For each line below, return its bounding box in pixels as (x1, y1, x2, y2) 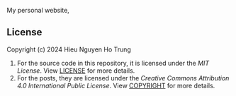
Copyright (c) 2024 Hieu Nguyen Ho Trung (6, 45, 132, 54)
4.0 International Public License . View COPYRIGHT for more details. (16, 81, 215, 90)
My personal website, (6, 6, 70, 14)
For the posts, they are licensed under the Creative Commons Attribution (16, 73, 230, 82)
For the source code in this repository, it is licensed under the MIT (16, 59, 210, 67)
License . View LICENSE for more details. (16, 66, 135, 75)
